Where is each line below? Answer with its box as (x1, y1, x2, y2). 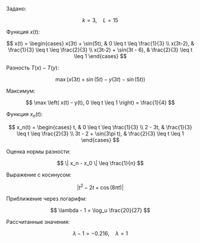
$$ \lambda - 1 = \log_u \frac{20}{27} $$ (50, 206, 150, 214)
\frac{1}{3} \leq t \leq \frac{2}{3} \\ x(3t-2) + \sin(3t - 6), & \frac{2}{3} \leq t (8, 46, 193, 53)
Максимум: (6, 87, 36, 95)
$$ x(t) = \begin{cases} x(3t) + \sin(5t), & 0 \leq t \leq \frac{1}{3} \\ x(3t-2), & (6, 40, 195, 47)
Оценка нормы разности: (6, 148, 71, 155)
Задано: (6, 5, 27, 12)
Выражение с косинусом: (6, 171, 72, 178)
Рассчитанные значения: (6, 218, 70, 226)
